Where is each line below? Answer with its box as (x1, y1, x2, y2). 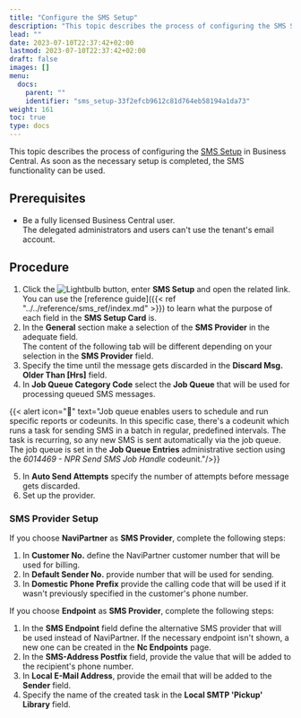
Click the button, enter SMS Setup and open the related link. (21, 283, 291, 294)
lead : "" (9, 30, 42, 39)
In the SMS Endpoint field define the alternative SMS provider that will (21, 622, 282, 633)
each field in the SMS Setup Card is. (21, 312, 157, 323)
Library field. (21, 698, 71, 709)
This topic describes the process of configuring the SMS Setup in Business (9, 146, 287, 157)
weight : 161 (9, 105, 54, 114)
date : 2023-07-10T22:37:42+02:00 (9, 38, 134, 48)
